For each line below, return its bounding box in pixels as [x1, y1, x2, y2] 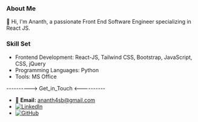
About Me [6, 4, 36, 13]
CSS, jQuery [15, 59, 46, 67]
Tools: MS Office [15, 73, 57, 80]
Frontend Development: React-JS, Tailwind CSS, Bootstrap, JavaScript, [15, 53, 193, 61]
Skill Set [6, 39, 31, 48]
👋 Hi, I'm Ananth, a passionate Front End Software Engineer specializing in [6, 18, 192, 25]
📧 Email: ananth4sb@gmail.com [15, 96, 96, 104]
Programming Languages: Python [15, 66, 99, 73]
